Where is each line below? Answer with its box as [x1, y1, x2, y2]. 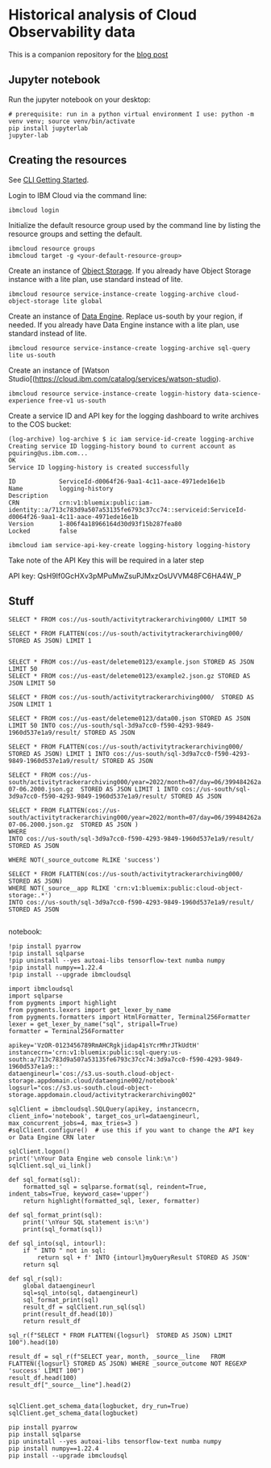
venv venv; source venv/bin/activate [8, 117, 135, 125]
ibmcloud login [8, 206, 60, 214]
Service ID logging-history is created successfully [8, 463, 190, 471]
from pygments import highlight [8, 999, 117, 1007]
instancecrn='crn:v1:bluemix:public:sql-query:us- [8, 1048, 182, 1057]
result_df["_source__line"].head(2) [8, 1381, 131, 1390]
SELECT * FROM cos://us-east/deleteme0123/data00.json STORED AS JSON [8, 715, 251, 723]
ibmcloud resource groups [8, 244, 95, 252]
